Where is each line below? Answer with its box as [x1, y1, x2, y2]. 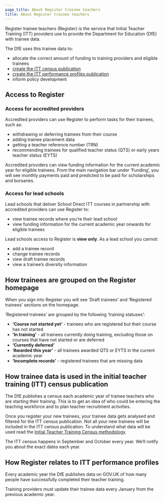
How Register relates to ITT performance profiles [5, 458, 159, 466]
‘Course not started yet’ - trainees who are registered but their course [12, 321, 157, 327]
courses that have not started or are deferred [12, 337, 105, 343]
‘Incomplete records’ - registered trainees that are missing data [12, 358, 143, 364]
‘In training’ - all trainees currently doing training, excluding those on [12, 332, 153, 338]
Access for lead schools [5, 190, 64, 197]
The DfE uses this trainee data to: [5, 46, 73, 51]
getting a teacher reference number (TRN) [12, 142, 99, 148]
